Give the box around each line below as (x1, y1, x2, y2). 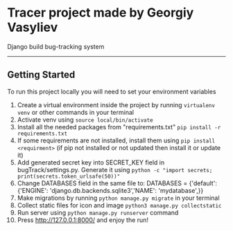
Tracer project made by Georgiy (7, 5, 194, 21)
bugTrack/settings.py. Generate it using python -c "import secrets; (17, 165, 213, 174)
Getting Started (7, 69, 76, 81)
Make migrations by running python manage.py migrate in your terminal (17, 194, 220, 202)
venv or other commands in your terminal (17, 108, 134, 116)
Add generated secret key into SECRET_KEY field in (17, 158, 165, 167)
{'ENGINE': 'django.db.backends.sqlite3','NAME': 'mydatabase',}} (17, 186, 204, 194)
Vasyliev (7, 19, 58, 35)
